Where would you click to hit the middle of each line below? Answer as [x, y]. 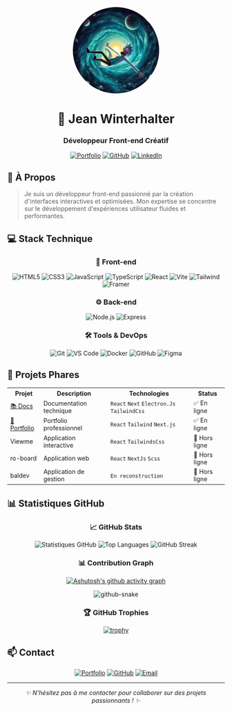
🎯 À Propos [31, 177]
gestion [54, 479]
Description [74, 393]
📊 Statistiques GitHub [56, 504]
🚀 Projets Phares [43, 375]
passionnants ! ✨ [116, 700]
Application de [64, 472]
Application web [66, 458]
